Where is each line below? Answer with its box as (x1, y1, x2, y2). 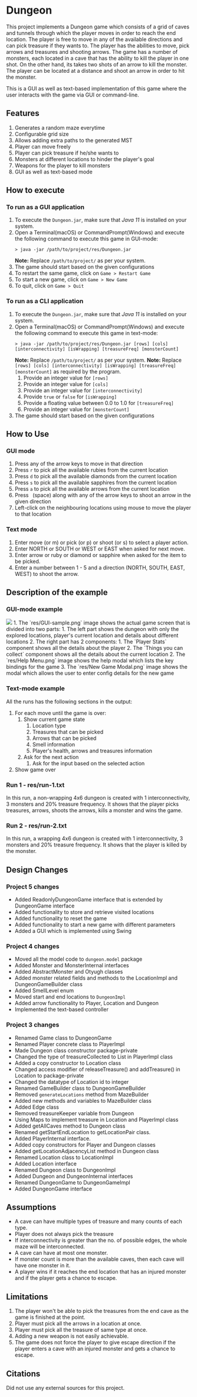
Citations (6, 1369, 41, 1379)
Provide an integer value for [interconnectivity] (23, 387, 143, 394)
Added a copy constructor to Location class (14, 1059, 122, 1066)
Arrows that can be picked (32, 735, 97, 742)
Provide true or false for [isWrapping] (23, 393, 117, 400)
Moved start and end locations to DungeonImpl (14, 993, 126, 1000)
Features (6, 108, 40, 118)
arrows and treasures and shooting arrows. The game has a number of (6, 48, 178, 55)
